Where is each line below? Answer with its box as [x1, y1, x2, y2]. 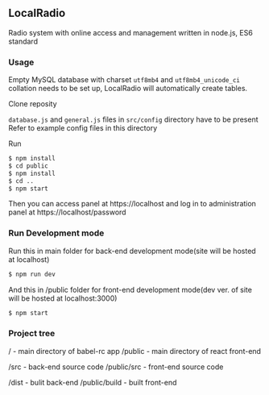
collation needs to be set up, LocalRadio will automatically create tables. [8, 84, 248, 94]
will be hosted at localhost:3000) [8, 293, 118, 303]
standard [8, 36, 39, 46]
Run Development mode [8, 227, 105, 239]
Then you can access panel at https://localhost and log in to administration [8, 199, 256, 209]
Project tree [8, 328, 56, 339]
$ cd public [8, 161, 48, 170]
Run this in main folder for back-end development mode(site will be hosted [8, 246, 256, 256]
